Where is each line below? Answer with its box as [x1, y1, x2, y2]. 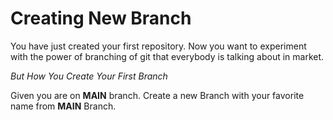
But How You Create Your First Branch [10, 70, 168, 82]
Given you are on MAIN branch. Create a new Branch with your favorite [10, 89, 305, 101]
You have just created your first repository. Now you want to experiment [10, 40, 307, 52]
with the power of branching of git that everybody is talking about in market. [10, 50, 325, 62]
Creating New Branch [10, 7, 192, 30]
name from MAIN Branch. [10, 100, 117, 112]
